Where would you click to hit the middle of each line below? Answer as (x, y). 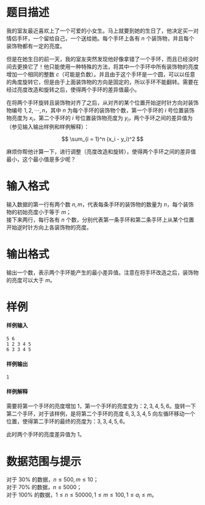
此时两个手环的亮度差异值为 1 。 (46, 435)
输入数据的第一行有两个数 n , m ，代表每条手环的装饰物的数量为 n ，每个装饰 (100, 204)
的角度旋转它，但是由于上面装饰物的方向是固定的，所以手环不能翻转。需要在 (103, 82)
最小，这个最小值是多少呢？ (41, 159)
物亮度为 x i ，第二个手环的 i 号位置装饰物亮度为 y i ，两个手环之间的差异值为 (100, 118)
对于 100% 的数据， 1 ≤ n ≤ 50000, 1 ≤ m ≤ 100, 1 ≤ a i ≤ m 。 (82, 496)
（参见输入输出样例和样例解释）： (48, 127)
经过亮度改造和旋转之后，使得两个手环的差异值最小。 (73, 89)
